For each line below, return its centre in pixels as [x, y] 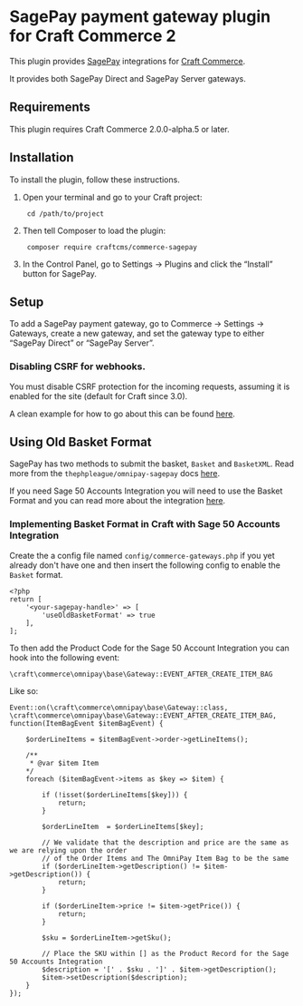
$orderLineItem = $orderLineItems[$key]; [123, 826]
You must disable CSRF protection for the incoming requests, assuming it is [150, 386]
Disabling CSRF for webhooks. [78, 366]
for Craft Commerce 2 [93, 36]
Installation [42, 157]
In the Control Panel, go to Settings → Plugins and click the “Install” [147, 264]
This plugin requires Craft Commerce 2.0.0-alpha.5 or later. [120, 129]
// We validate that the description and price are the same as [166, 842]
